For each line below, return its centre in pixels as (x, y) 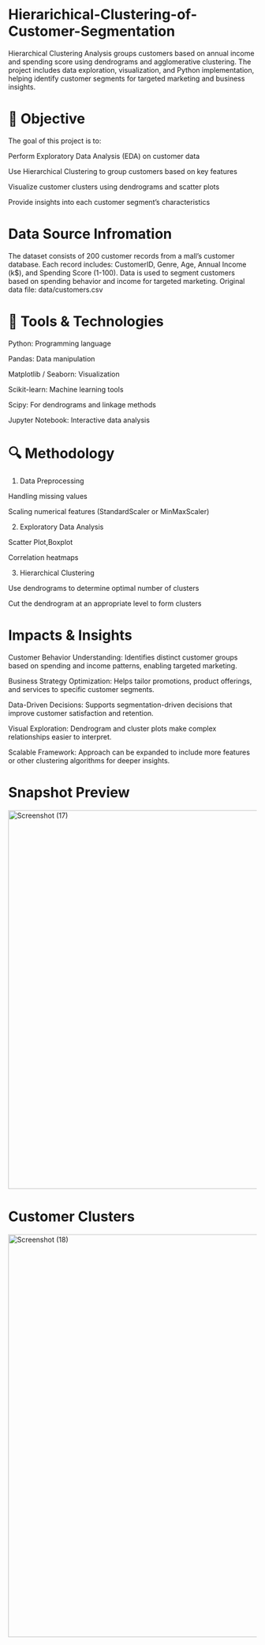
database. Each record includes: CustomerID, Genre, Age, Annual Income (127, 264)
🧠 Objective (47, 119)
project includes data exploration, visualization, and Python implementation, (131, 70)
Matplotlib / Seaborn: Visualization (64, 374)
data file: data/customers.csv (56, 289)
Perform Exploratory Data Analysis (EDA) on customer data (104, 156)
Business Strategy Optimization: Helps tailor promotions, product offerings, (130, 681)
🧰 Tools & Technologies (86, 321)
